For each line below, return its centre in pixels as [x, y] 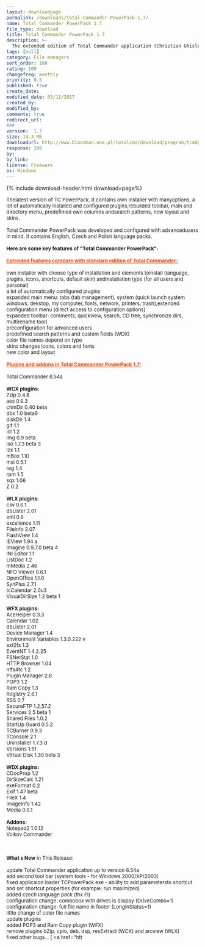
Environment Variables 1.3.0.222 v [46, 639]
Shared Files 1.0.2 [27, 718]
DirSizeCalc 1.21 [25, 780]
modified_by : [23, 108]
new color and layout [31, 352]
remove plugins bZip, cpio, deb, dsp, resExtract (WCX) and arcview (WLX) [93, 931]
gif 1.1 [13, 426]
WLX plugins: [23, 499]
